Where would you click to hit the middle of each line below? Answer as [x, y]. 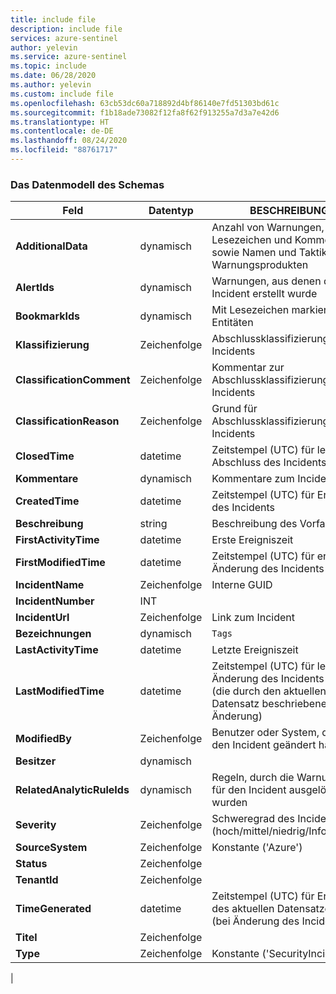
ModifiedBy [43, 739]
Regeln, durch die [253, 778]
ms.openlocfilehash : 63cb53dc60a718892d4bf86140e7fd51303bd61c [145, 103]
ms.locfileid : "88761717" [64, 150]
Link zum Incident [253, 618]
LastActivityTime [57, 650]
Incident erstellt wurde [264, 294]
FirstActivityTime [57, 540]
